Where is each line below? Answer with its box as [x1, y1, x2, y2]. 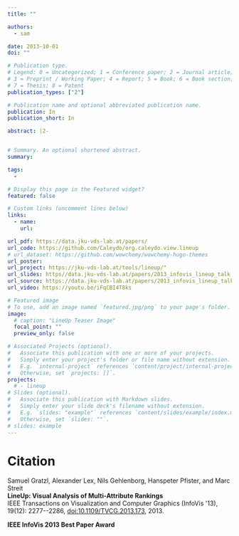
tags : [7, 166, 23, 173]
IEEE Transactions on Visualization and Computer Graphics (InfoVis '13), [7, 499, 218, 508]
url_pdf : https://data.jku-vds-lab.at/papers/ [7, 238, 148, 245]
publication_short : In [7, 115, 75, 122]
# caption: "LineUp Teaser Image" [14, 317, 116, 324]
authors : [7, 23, 33, 31]
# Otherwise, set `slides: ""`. [7, 416, 110, 423]
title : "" [7, 10, 37, 18]
